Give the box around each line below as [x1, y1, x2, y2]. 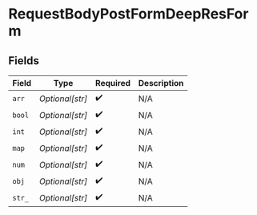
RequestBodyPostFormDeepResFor [8, 5, 249, 23]
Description [138, 78, 184, 88]
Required [94, 78, 131, 88]
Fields [8, 54, 40, 67]
